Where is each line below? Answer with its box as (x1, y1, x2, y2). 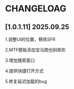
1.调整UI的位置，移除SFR (5, 37, 56, 42)
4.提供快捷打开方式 (5, 68, 44, 74)
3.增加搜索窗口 (5, 57, 36, 63)
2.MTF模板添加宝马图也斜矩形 (5, 47, 66, 52)
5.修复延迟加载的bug (5, 79, 47, 84)
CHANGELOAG (5, 3, 67, 14)
